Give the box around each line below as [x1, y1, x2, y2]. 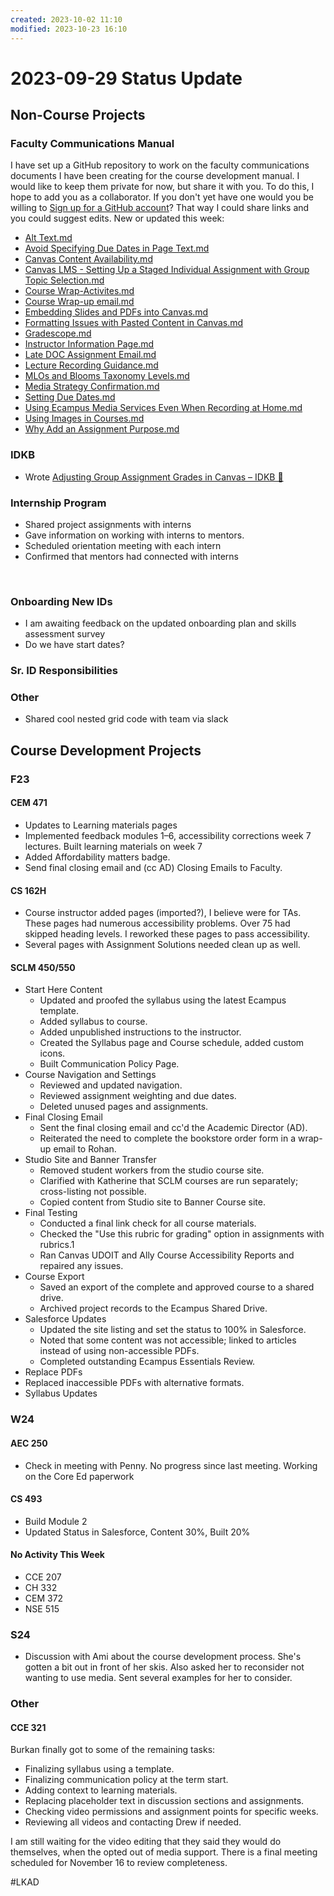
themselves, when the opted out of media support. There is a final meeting [10, 1846, 318, 1858]
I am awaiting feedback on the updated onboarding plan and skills [24, 617, 297, 630]
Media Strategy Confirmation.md [24, 381, 160, 393]
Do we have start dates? [24, 639, 125, 651]
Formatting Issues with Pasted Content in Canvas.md [24, 317, 244, 329]
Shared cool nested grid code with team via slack [24, 713, 229, 725]
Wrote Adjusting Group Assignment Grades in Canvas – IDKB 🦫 [24, 471, 284, 483]
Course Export [24, 1271, 85, 1283]
